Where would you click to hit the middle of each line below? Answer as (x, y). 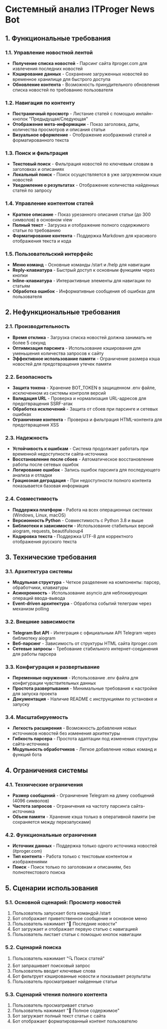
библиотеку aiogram (34, 638)
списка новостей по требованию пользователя (63, 90)
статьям (21, 286)
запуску (21, 704)
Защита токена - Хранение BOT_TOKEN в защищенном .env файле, (84, 388)
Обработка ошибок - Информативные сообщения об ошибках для (84, 291)
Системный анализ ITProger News (80, 9)
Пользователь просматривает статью (53, 1006)
